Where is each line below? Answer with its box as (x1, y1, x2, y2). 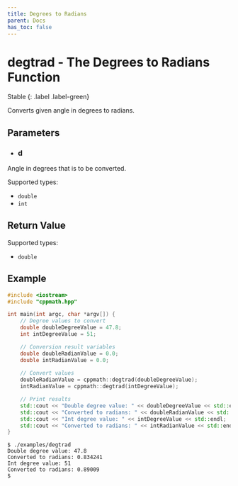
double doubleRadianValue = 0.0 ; (20, 350, 119, 357)
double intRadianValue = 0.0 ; (20, 356, 110, 363)
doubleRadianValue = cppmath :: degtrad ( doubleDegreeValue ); (20, 376, 198, 383)
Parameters (7, 127, 60, 139)
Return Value (7, 220, 66, 232)
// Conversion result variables (20, 343, 115, 351)
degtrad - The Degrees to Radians (7, 54, 210, 70)
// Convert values (20, 370, 74, 377)
